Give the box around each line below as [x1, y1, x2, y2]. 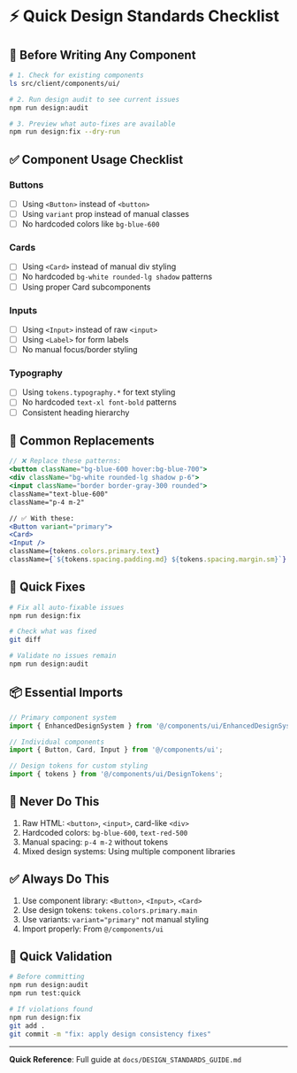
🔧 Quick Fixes [9, 580, 86, 595]
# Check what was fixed [9, 627, 97, 637]
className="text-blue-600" [9, 490, 109, 498]
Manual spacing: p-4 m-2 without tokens [21, 837, 169, 847]
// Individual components [9, 737, 104, 746]
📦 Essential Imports [9, 685, 124, 700]
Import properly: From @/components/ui [21, 923, 164, 934]
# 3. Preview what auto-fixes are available [9, 120, 176, 128]
